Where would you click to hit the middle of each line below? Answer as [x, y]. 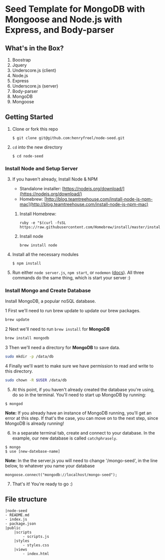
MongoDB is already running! [35, 423]
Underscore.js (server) [35, 86]
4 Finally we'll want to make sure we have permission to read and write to [79, 366]
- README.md [17, 515]
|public [13, 528]
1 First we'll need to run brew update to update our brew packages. [73, 311]
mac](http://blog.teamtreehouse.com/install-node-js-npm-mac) [84, 205]
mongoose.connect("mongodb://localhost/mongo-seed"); [61, 475]
